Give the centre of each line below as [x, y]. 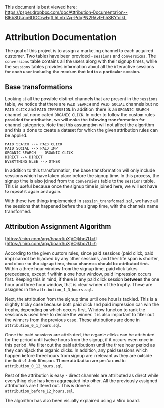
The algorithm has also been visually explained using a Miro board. [72, 400]
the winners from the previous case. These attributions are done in [72, 320]
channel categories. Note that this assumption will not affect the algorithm [80, 125]
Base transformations [39, 87]
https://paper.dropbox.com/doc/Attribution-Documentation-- [67, 12]
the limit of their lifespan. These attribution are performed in [65, 360]
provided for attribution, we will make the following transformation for [75, 120]
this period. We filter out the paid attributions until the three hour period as [80, 345]
